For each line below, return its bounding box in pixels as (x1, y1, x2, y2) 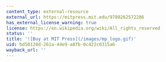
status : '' (6, 31, 33, 37)
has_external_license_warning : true (6, 19, 97, 25)
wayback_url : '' (6, 47, 46, 53)
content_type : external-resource (6, 8, 89, 15)
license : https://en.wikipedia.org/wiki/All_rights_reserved (6, 25, 161, 31)
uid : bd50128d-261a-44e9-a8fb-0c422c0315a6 (6, 42, 116, 48)
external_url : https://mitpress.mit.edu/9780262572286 (6, 14, 145, 20)
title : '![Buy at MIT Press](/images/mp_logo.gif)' (6, 36, 136, 42)
